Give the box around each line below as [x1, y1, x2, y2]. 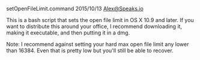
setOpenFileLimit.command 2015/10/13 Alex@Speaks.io [6, 5, 144, 12]
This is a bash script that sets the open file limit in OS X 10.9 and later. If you [6, 17, 194, 23]
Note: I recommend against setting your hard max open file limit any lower [6, 41, 189, 48]
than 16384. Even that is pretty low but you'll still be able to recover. [6, 47, 174, 54]
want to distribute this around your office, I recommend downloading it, [6, 23, 182, 30]
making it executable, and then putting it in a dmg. [6, 29, 130, 36]
